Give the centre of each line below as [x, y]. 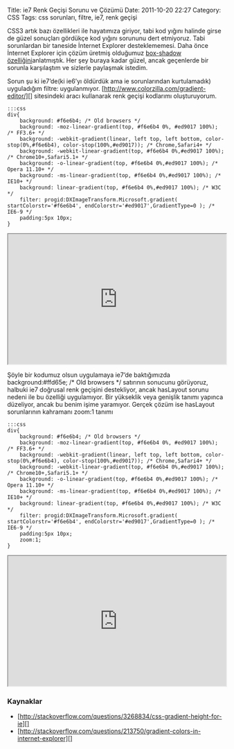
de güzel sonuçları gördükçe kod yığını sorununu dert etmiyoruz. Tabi [106, 38]
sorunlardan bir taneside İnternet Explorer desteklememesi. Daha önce [108, 45]
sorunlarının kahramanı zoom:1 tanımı [60, 412]
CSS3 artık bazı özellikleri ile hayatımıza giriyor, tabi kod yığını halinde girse [114, 31]
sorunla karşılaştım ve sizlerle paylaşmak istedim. [78, 68]
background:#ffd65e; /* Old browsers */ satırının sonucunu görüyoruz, [108, 382]
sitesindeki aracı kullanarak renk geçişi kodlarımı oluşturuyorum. [125, 96]
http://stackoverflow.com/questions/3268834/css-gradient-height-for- [121, 716]
